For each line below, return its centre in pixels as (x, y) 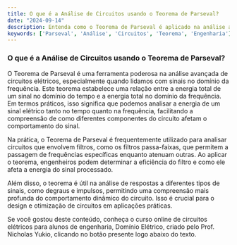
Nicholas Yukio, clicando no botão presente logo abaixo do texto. (102, 234)
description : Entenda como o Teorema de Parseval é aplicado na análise (116, 27)
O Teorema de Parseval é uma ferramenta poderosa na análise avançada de (117, 73)
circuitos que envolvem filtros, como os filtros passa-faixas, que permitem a (118, 147)
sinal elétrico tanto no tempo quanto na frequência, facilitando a (100, 111)
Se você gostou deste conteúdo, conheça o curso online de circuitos (108, 219)
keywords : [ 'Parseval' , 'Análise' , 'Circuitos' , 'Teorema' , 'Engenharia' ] (120, 33)
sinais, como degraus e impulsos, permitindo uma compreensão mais (108, 190)
